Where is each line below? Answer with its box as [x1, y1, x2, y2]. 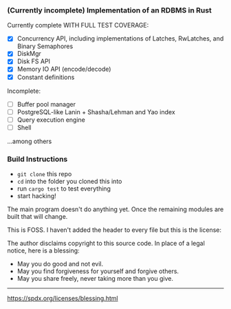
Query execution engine [16, 116, 86, 124]
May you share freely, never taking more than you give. [16, 275, 174, 283]
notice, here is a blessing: [7, 246, 80, 255]
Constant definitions [16, 73, 75, 81]
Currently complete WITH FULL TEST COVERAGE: [7, 21, 149, 30]
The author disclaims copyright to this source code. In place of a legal [7, 239, 205, 248]
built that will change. [7, 213, 68, 221]
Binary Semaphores [16, 42, 74, 50]
